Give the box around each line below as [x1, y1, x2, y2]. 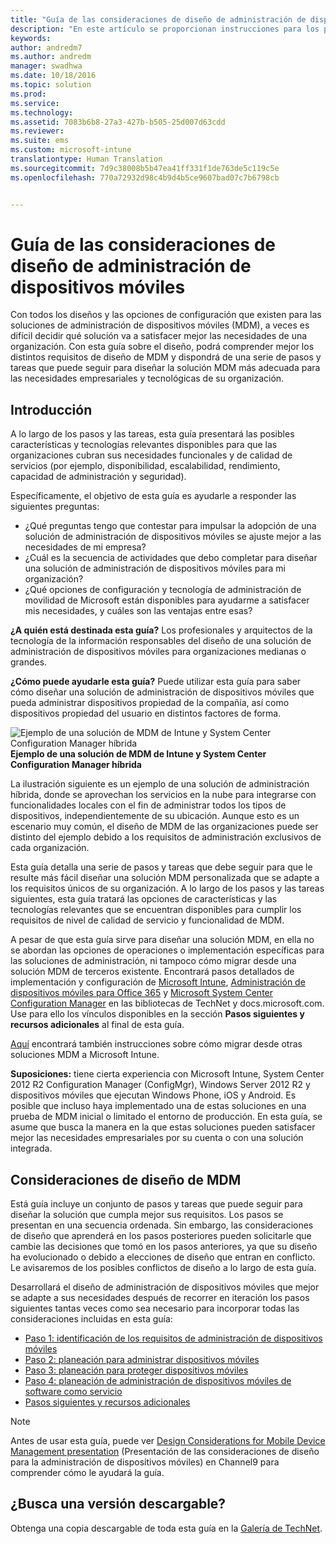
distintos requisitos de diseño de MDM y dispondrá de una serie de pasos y [10, 351, 322, 363]
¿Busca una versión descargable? [10, 1496, 227, 1513]
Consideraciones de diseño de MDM [10, 1171, 242, 1188]
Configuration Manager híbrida [10, 759, 142, 771]
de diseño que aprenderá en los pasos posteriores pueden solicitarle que [10, 1230, 312, 1242]
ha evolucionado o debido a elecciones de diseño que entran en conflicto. [10, 1251, 316, 1263]
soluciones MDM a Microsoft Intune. [10, 1049, 160, 1061]
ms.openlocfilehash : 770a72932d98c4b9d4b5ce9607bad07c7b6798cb [10, 172, 280, 183]
